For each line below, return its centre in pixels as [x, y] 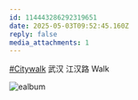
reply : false [33, 34]
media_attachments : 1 [49, 42]
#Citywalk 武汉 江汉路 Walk [59, 69]
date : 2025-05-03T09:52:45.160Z [69, 26]
